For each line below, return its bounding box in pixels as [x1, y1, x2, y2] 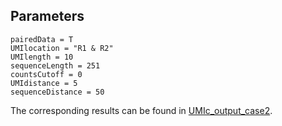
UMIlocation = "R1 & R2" [10, 43, 114, 53]
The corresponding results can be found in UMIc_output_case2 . [10, 104, 273, 116]
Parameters [10, 8, 85, 25]
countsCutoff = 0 [10, 69, 83, 79]
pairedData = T [10, 34, 74, 44]
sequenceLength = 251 [10, 60, 101, 71]
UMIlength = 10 [10, 52, 74, 62]
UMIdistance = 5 [10, 78, 78, 88]
